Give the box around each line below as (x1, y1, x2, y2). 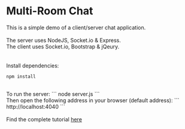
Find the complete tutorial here (6, 115, 83, 123)
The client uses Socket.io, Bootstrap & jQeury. (6, 43, 120, 50)
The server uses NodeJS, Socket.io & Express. (6, 36, 122, 44)
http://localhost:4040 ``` (6, 103, 66, 110)
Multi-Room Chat (6, 4, 93, 18)
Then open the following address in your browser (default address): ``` (6, 97, 180, 104)
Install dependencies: (6, 62, 59, 69)
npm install (6, 73, 36, 79)
